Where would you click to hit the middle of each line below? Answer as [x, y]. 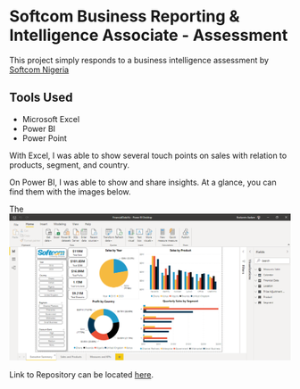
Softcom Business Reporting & [125, 17]
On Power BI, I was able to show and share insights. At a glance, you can [143, 182]
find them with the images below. [70, 191]
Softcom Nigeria [39, 70]
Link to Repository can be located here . [82, 375]
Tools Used [41, 98]
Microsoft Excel [51, 119]
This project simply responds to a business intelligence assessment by [139, 60]
